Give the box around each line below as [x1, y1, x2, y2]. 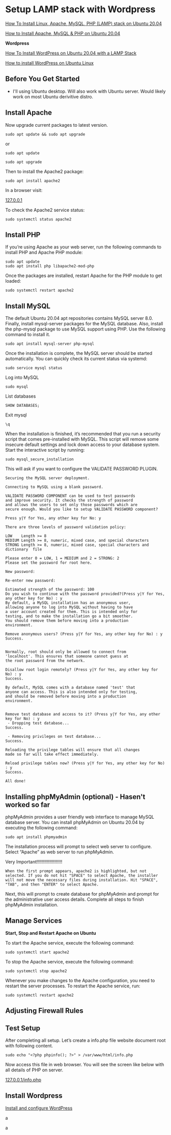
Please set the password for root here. [5, 560, 93, 566]
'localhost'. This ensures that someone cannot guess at [5, 654, 129, 659]
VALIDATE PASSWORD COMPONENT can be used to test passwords [5, 493, 136, 499]
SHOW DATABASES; [5, 403, 40, 408]
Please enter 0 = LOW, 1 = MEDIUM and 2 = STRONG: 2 [5, 556, 120, 561]
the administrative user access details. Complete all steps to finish [5, 896, 144, 902]
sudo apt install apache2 [5, 178, 60, 183]
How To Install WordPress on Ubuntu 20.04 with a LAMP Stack [5, 50, 136, 56]
